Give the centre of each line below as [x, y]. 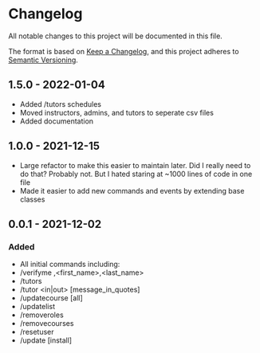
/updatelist [37, 307]
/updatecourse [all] [51, 298]
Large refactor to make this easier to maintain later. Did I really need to [135, 165]
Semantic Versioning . [43, 60]
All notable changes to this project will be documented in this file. [116, 36]
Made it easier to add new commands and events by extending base [132, 190]
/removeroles [41, 315]
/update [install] [46, 340]
